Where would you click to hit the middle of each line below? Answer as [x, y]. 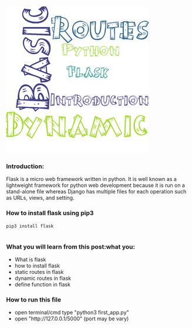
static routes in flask [39, 272]
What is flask [30, 259]
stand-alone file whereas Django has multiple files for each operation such [96, 192]
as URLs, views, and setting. [40, 198]
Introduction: [25, 166]
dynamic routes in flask [43, 278]
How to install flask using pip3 [50, 213]
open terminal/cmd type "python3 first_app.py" [72, 313]
